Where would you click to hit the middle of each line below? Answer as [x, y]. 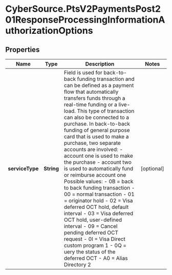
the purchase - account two [98, 162]
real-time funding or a [91, 104]
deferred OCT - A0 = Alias [96, 258]
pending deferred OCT [91, 232]
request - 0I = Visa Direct [94, 239]
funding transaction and [106, 79]
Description [100, 64]
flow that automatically [91, 92]
